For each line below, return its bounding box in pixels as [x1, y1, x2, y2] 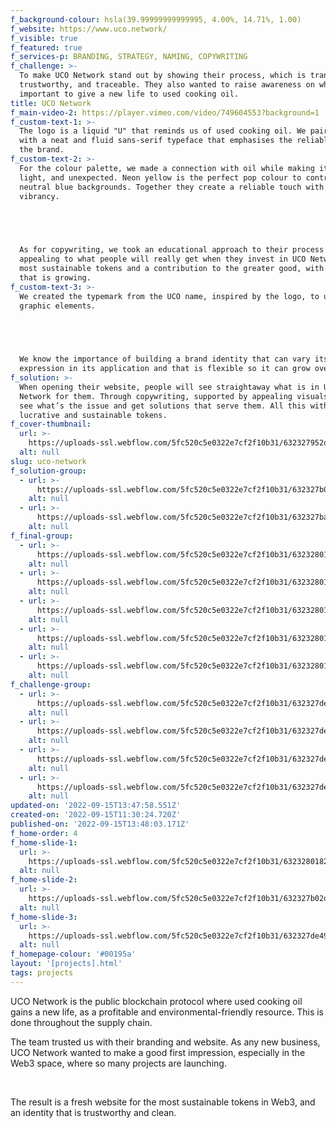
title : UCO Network [10, 98, 92, 108]
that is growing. [19, 272, 92, 283]
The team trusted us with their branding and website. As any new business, [10, 1036, 321, 1048]
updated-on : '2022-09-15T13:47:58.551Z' [10, 801, 182, 811]
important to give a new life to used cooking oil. [19, 89, 240, 99]
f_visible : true [10, 33, 78, 43]
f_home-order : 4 [10, 828, 78, 838]
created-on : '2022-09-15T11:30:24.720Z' [10, 810, 182, 820]
